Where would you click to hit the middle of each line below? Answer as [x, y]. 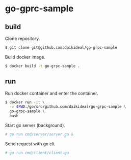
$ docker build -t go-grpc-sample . [42, 66]
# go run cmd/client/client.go [37, 153]
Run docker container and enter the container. [52, 93]
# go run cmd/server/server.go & [39, 134]
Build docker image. [25, 57]
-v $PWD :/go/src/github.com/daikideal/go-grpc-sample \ [68, 107]
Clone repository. [23, 38]
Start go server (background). [35, 126]
